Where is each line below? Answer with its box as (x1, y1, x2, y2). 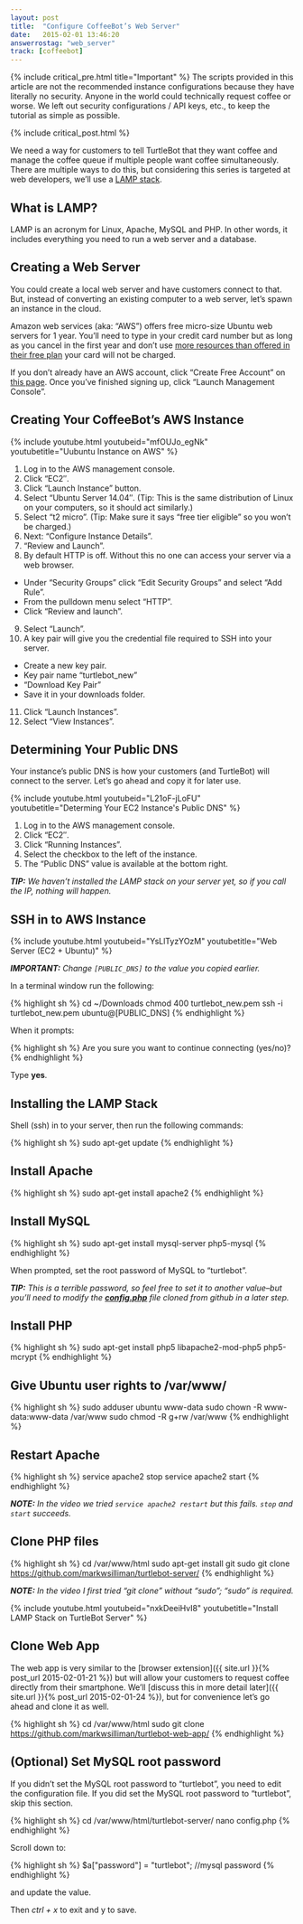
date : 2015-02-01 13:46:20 (10, 30, 120, 39)
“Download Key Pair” (23, 679, 102, 690)
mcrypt (10, 1352, 37, 1363)
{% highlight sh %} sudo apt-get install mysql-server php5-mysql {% (10, 1237, 267, 1248)
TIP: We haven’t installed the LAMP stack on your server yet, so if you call (10, 876, 287, 887)
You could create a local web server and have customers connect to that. (10, 284, 282, 295)
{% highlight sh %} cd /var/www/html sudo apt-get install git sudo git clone (10, 1558, 290, 1569)
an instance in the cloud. (10, 303, 102, 314)
